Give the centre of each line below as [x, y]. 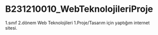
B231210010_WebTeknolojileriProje [79, 9]
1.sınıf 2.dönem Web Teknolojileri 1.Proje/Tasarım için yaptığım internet [78, 23]
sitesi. [11, 28]
